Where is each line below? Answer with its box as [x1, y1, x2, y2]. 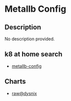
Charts [4, 77, 26, 86]
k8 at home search [4, 50, 63, 58]
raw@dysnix [11, 90, 37, 96]
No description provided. [4, 36, 55, 42]
